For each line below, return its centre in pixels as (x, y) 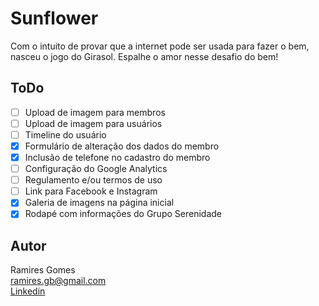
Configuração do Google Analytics (96, 169)
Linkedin (28, 291)
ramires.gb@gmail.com (58, 281)
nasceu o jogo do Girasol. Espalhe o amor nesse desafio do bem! (144, 56)
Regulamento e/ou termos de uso (93, 180)
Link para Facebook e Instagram (91, 191)
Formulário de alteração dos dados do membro (122, 146)
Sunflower (54, 18)
